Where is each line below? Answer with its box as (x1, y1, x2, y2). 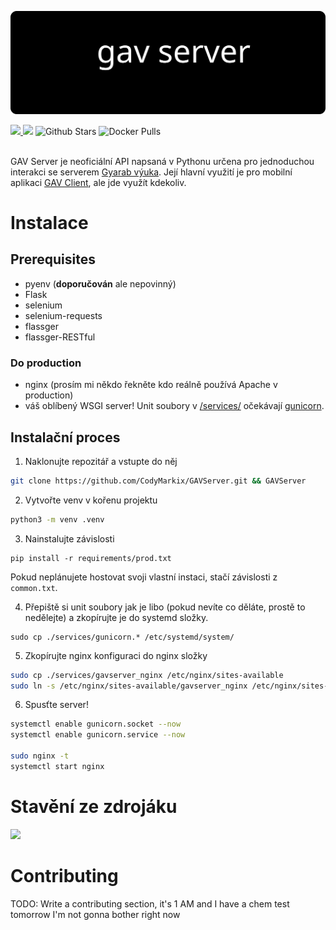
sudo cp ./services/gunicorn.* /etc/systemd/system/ (10, 632, 235, 642)
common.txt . (10, 581, 58, 593)
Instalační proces (10, 429, 121, 446)
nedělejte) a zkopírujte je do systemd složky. (24, 611, 209, 623)
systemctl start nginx (10, 761, 105, 771)
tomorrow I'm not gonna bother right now (10, 908, 181, 920)
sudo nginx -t (10, 751, 70, 761)
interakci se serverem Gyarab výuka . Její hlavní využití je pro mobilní (10, 166, 293, 178)
